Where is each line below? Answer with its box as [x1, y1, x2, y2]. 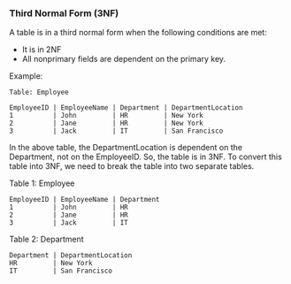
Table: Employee [9, 88, 69, 97]
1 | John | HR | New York [9, 111, 203, 120]
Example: [9, 71, 43, 81]
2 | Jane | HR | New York [9, 119, 203, 128]
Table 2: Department [9, 234, 84, 245]
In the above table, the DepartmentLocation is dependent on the [9, 142, 243, 153]
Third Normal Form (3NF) [9, 7, 119, 19]
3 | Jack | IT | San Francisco [9, 127, 224, 135]
